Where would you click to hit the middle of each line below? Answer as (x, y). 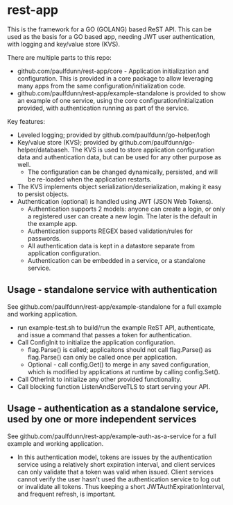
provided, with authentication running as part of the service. (103, 108)
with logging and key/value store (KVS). (63, 44)
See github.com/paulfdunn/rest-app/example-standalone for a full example (114, 306)
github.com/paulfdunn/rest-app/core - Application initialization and (113, 71)
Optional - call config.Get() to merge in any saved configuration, (119, 364)
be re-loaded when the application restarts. (89, 179)
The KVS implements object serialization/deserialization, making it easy (119, 186)
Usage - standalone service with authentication (112, 290)
